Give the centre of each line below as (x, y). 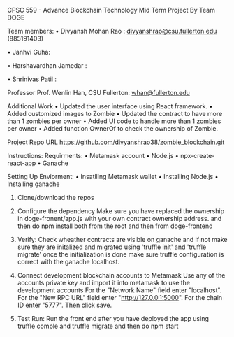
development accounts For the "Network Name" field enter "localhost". (119, 290)
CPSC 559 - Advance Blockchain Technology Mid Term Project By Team (111, 10)
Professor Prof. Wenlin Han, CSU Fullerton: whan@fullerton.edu (99, 93)
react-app (22, 163)
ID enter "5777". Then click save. (65, 305)
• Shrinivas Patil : (32, 79)
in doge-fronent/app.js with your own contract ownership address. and (119, 218)
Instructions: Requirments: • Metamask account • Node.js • (93, 156)
